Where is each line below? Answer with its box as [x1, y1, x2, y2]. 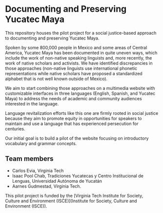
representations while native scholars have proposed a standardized [5, 70, 143, 76]
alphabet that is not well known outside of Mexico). [5, 76, 108, 82]
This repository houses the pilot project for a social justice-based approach [5, 30, 157, 36]
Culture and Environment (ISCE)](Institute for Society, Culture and [5, 198, 138, 204]
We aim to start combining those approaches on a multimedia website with [5, 85, 155, 91]
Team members [5, 155, 54, 163]
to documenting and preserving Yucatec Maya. [5, 35, 100, 41]
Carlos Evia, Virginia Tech [12, 168, 64, 173]
